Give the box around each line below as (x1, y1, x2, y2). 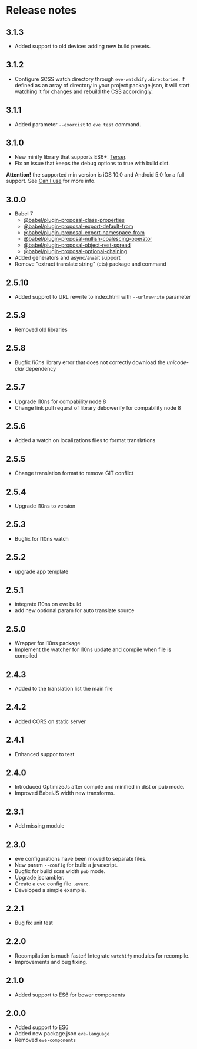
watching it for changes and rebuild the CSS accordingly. (14, 88, 153, 95)
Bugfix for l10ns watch (14, 535, 69, 542)
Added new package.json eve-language (14, 1030, 110, 1037)
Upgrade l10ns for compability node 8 (14, 398, 106, 405)
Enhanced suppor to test (14, 750, 75, 757)
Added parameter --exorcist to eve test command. (14, 120, 141, 128)
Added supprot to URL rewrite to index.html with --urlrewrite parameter (14, 293, 191, 300)
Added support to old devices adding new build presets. (14, 43, 151, 50)
